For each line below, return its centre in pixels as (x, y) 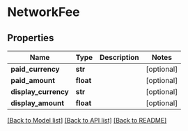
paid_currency (36, 69)
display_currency (40, 92)
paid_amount (33, 80)
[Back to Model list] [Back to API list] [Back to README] (87, 120)
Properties (31, 38)
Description (119, 57)
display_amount (38, 103)
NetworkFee (44, 12)
